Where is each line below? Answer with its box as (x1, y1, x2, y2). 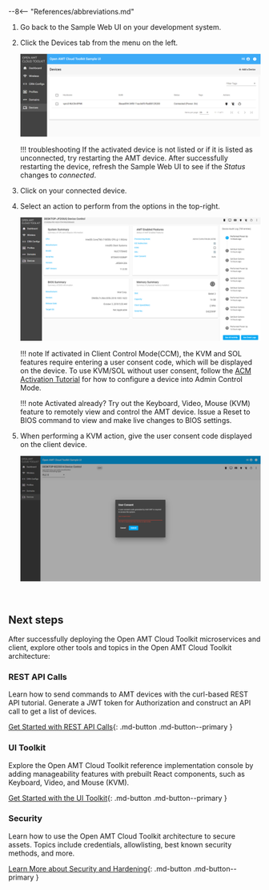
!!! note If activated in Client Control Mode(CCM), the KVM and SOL (19, 348, 243, 358)
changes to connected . (19, 170, 97, 180)
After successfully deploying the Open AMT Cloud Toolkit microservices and (8, 634, 261, 644)
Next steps (8, 613, 64, 627)
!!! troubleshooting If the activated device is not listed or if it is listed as (19, 144, 254, 155)
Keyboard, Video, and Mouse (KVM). (8, 778, 130, 787)
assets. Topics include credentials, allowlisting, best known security (8, 839, 232, 849)
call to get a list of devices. (8, 706, 98, 717)
